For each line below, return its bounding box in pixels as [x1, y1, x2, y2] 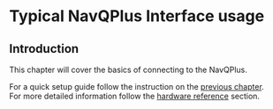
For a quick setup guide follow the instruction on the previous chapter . [9, 82, 265, 91]
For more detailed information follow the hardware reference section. [9, 91, 261, 101]
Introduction [9, 41, 80, 56]
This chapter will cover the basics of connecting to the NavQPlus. [9, 64, 247, 75]
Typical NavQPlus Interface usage [9, 6, 265, 26]
